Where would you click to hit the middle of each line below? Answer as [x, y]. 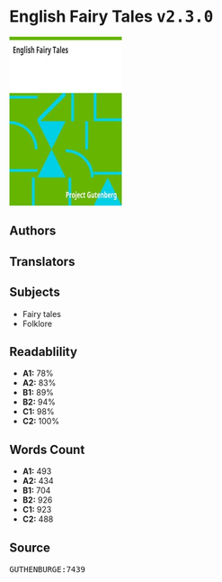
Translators [42, 262]
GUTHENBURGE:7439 [47, 569]
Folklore [37, 323]
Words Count [47, 449]
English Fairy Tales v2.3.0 [111, 17]
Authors [33, 231]
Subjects [35, 292]
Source [30, 547]
